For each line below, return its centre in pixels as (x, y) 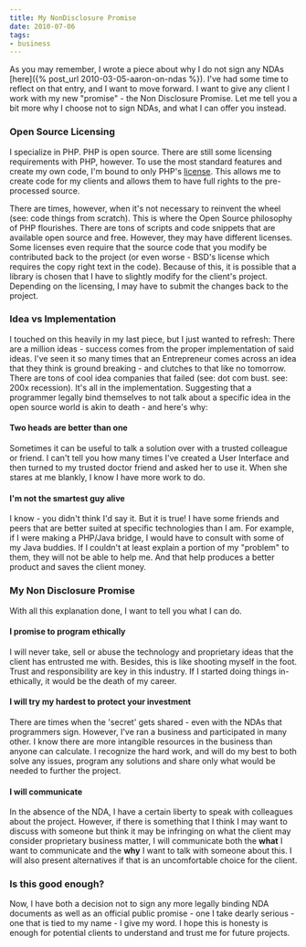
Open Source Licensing (63, 132)
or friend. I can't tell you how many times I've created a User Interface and (149, 458)
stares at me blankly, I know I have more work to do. (107, 478)
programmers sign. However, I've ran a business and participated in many (148, 731)
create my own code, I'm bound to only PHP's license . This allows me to (145, 171)
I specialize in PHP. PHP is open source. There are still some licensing (141, 152)
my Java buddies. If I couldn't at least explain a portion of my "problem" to (149, 548)
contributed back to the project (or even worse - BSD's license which (140, 257)
